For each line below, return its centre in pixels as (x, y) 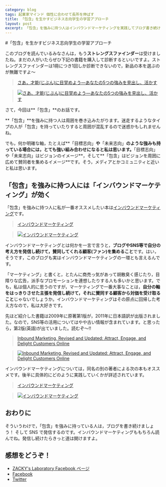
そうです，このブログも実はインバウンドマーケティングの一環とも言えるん (81, 257)
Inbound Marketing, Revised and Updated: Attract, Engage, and (82, 338)
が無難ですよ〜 (20, 72)
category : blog (21, 10)
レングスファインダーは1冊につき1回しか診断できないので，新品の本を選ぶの (83, 66)
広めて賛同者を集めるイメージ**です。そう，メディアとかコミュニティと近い (82, 162)
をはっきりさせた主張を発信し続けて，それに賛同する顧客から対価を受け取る (83, 293)
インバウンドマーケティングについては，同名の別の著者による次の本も (76, 368)
